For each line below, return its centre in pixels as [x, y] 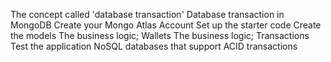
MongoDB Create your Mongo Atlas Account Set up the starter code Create [166, 25]
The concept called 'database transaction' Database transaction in [147, 14]
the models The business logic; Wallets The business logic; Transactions [160, 35]
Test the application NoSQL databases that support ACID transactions [154, 46]
